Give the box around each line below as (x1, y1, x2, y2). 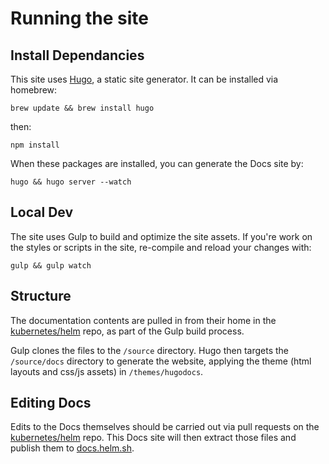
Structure (10, 288, 72, 305)
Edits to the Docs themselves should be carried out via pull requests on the (10, 421, 320, 433)
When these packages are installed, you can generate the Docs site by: (10, 158, 304, 169)
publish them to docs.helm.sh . (10, 442, 135, 454)
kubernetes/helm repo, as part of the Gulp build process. (10, 325, 245, 337)
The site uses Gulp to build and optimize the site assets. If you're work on (10, 230, 313, 242)
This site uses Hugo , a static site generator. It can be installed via (10, 73, 279, 85)
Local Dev (10, 204, 74, 221)
